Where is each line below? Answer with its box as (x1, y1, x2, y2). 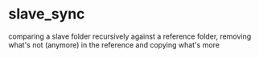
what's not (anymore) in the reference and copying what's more (8, 39, 220, 49)
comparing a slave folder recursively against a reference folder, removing (8, 31, 252, 41)
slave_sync (8, 5, 85, 23)
